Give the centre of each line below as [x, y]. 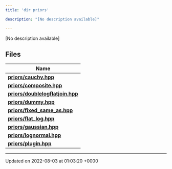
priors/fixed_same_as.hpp [40, 110]
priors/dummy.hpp [31, 102]
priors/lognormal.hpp [35, 135]
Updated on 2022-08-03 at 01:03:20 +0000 [52, 161]
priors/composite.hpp [35, 86]
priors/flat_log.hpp [31, 119]
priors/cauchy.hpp [31, 77]
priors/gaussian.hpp [33, 127]
